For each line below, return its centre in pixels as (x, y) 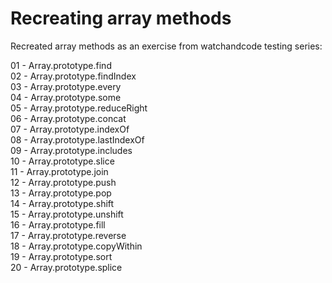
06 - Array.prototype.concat (68, 118)
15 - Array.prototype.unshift (67, 214)
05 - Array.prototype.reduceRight (79, 108)
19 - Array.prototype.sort (61, 256)
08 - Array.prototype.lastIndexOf (77, 139)
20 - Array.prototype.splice (66, 267)
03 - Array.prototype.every (66, 86)
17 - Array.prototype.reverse (68, 235)
